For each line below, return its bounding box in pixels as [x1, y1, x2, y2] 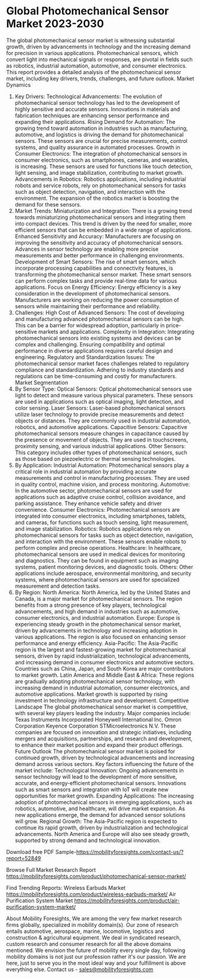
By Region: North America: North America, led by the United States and [14, 588, 190, 596]
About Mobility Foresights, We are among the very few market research [6, 914, 182, 922]
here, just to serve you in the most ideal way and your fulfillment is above [6, 959, 186, 966]
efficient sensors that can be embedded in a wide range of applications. [14, 226, 192, 233]
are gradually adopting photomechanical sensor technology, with [14, 677, 175, 685]
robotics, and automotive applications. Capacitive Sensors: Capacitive [14, 423, 187, 430]
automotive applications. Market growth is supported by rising [14, 690, 168, 698]
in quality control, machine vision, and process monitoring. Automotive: [14, 481, 190, 488]
